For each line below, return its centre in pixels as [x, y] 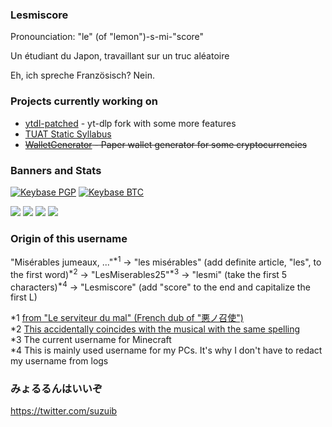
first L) [24, 297]
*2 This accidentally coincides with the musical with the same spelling [155, 329]
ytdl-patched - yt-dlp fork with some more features [130, 123]
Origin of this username [69, 238]
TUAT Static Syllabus [68, 134]
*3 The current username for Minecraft [91, 340]
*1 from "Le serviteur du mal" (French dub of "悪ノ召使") [127, 318]
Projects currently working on [84, 101]
